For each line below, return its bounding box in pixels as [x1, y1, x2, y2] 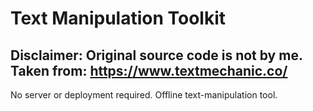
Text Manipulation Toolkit [10, 7, 227, 30]
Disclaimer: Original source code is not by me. [10, 47, 303, 64]
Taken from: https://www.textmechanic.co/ [10, 62, 288, 79]
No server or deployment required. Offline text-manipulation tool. [10, 89, 278, 101]
